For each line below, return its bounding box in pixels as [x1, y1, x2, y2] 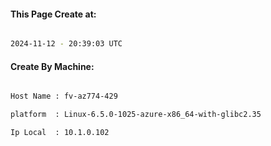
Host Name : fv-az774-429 [10, 91, 118, 102]
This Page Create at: [10, 8, 97, 20]
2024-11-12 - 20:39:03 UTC [10, 39, 123, 49]
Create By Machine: [10, 60, 95, 72]
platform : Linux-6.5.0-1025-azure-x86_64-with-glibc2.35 [10, 110, 262, 120]
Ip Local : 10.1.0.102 [10, 128, 110, 138]
